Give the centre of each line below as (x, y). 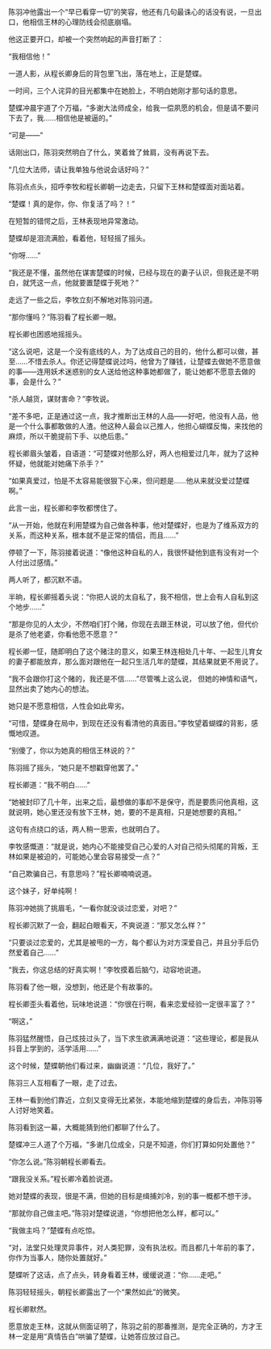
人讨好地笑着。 (33, 1110)
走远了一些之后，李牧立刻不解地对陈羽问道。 (83, 300)
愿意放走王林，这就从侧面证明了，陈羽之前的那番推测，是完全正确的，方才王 (135, 1326)
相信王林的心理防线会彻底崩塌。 (82, 22)
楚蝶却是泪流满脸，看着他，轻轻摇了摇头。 (79, 238)
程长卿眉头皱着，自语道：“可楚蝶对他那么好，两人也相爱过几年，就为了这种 (134, 453)
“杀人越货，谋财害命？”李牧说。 (61, 399)
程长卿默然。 (29, 1309)
